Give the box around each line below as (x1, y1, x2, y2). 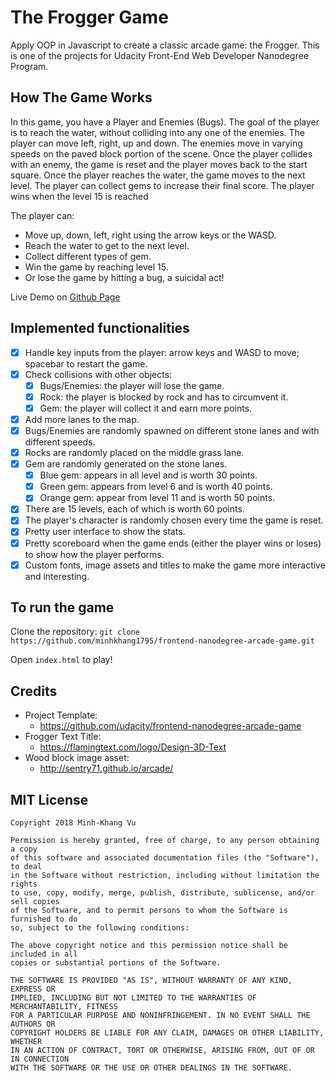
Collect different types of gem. (24, 250, 152, 262)
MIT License (10, 791, 89, 808)
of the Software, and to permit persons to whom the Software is (10, 906, 288, 916)
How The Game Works (10, 89, 153, 106)
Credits (10, 682, 58, 700)
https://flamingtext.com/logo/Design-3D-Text (39, 741, 227, 753)
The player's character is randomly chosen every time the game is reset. (24, 514, 324, 526)
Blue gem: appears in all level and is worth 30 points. (39, 469, 258, 481)
